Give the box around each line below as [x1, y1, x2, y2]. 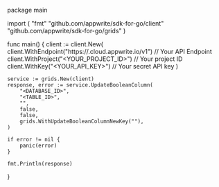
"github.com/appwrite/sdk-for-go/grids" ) [7, 27, 126, 35]
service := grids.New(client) [7, 75, 95, 82]
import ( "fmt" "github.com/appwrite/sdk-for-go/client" [7, 19, 164, 27]
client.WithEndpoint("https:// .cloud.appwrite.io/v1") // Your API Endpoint [7, 48, 213, 55]
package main [7, 6, 48, 14]
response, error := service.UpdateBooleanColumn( [7, 82, 154, 89]
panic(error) [19, 142, 58, 149]
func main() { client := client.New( [7, 40, 104, 48]
